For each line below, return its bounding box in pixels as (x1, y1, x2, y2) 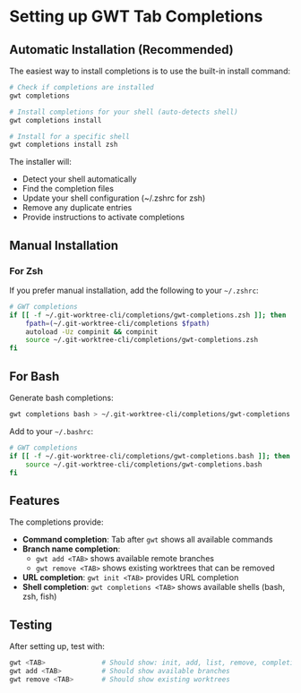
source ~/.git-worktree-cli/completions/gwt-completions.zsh (25, 336, 258, 345)
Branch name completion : (21, 543, 121, 554)
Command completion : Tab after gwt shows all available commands (21, 535, 273, 545)
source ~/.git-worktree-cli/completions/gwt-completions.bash (25, 459, 262, 469)
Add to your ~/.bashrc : (9, 425, 94, 436)
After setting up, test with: (9, 641, 106, 651)
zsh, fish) (21, 591, 57, 602)
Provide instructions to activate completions (21, 212, 185, 223)
